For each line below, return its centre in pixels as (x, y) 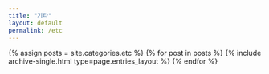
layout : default (35, 23)
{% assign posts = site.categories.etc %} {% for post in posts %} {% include (135, 53)
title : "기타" (30, 16)
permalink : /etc (35, 30)
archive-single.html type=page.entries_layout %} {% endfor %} (113, 61)
